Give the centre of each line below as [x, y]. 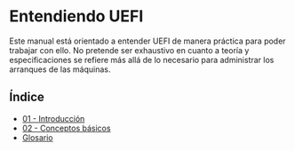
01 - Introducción [53, 118]
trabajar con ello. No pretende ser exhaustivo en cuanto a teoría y [129, 50]
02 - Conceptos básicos [66, 128]
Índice [27, 97]
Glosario [37, 137]
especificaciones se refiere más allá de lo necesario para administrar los [142, 60]
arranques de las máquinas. [60, 69]
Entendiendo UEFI [76, 16]
